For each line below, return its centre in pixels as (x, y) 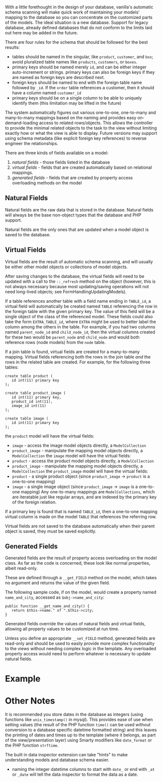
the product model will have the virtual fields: (50, 436)
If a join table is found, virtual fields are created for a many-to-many (73, 352)
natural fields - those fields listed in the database (61, 162)
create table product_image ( (36, 393)
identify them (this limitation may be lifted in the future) (67, 103)
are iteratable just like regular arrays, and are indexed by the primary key (84, 497)
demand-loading (22, 123)
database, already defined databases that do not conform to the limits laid (79, 28)
